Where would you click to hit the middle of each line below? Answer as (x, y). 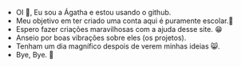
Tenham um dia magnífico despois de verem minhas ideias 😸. (118, 46)
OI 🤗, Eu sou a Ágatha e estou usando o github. (93, 12)
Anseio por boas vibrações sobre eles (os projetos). (101, 37)
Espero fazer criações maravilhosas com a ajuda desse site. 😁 (119, 29)
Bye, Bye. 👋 (35, 55)
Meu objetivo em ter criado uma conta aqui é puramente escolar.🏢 (124, 21)
